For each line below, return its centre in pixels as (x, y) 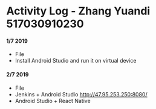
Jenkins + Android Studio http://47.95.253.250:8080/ (81, 94)
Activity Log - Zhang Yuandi (78, 11)
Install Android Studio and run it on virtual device (76, 61)
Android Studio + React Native (53, 101)
